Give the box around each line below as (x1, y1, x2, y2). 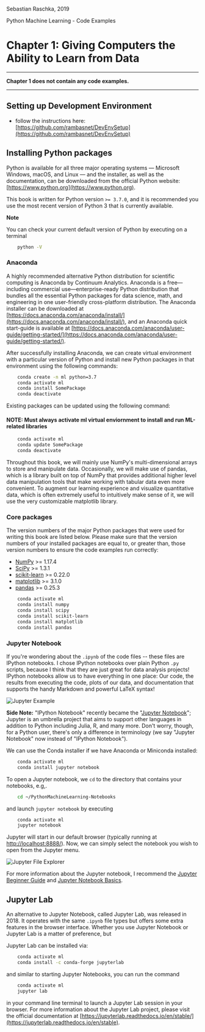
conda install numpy (17, 602, 70, 608)
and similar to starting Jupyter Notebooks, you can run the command (6, 970, 180, 978)
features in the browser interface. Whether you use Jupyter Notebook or (6, 924, 189, 931)
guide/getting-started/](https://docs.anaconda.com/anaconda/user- (6, 330, 178, 338)
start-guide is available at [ (6, 324, 74, 332)
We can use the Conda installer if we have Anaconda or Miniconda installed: (6, 746, 198, 754)
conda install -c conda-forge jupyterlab (17, 959, 124, 965)
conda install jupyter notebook (17, 764, 99, 770)
